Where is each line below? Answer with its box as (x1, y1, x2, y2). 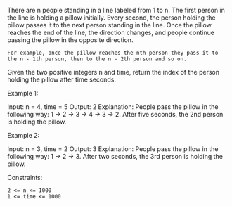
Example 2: (7, 131, 40, 139)
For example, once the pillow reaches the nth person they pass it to (7, 49, 219, 56)
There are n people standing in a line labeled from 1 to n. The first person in (7, 6, 225, 14)
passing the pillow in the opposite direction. (7, 36, 134, 44)
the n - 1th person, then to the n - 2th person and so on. (7, 56, 188, 63)
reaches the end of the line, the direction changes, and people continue (7, 28, 214, 37)
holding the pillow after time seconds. (7, 75, 116, 84)
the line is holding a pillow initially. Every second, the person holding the (7, 13, 216, 22)
